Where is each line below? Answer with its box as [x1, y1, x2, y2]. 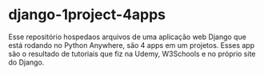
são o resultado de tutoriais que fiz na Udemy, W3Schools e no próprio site [8, 49, 256, 58]
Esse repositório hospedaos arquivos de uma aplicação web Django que [8, 32, 246, 41]
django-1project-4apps [8, 6, 166, 24]
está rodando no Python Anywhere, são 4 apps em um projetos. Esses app [8, 40, 254, 49]
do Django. [8, 57, 45, 67]
